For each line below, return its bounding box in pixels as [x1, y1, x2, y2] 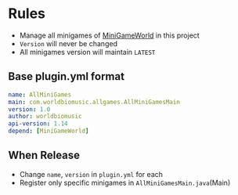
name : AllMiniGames [8, 91, 72, 99]
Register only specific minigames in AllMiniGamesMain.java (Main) [19, 178, 231, 187]
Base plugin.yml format [8, 70, 125, 83]
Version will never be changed [19, 38, 117, 48]
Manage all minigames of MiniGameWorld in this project [19, 31, 200, 40]
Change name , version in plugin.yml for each [19, 169, 163, 179]
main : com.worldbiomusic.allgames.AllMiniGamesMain [8, 98, 180, 106]
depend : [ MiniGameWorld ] [8, 127, 89, 135]
